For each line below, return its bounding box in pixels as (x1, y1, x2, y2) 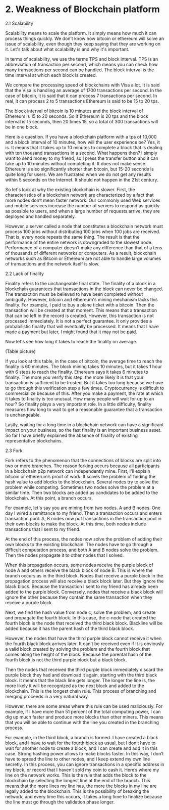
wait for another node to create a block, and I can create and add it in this (5, 745, 158, 751)
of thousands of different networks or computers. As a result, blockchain (5, 250, 156, 256)
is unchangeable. (5, 412, 41, 418)
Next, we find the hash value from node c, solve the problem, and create (5, 609, 156, 615)
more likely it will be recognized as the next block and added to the (5, 683, 145, 689)
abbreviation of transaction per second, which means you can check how (5, 61, 158, 67)
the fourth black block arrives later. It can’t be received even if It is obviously (5, 641, 164, 647)
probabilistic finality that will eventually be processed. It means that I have (5, 323, 159, 329)
